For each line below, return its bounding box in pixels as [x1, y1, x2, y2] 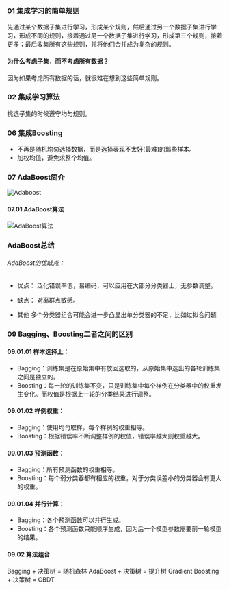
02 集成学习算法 [7, 93, 60, 102]
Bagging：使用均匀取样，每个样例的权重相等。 [16, 423, 149, 432]
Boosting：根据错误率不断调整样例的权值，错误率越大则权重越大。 [16, 432, 204, 440]
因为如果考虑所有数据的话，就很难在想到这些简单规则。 [7, 73, 163, 82]
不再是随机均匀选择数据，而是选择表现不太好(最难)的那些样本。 [16, 145, 196, 154]
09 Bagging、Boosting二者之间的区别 [7, 329, 133, 339]
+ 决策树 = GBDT [7, 575, 55, 584]
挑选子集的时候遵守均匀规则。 [7, 109, 91, 117]
